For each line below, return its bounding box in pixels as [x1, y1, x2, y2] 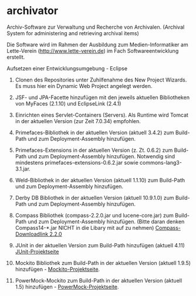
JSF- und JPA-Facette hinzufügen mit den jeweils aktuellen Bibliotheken [15, 94, 190, 101]
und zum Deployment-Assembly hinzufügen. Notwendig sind [28, 152, 175, 159]
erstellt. [6, 53, 25, 60]
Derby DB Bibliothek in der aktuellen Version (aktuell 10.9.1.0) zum [15, 194, 174, 201]
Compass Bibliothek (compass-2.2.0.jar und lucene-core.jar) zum [15, 212, 174, 219]
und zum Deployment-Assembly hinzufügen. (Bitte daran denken [28, 218, 185, 225]
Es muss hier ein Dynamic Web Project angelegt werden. [15, 82, 153, 89]
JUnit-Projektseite [15, 248, 59, 255]
